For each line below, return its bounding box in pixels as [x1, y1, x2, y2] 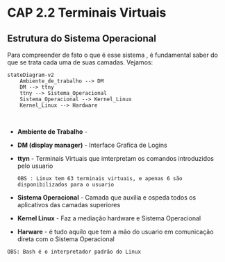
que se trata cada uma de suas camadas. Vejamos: [7, 58, 153, 67]
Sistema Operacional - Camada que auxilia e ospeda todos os [17, 193, 197, 202]
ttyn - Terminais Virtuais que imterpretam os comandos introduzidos [17, 155, 214, 162]
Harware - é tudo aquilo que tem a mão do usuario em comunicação [17, 227, 214, 236]
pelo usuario [17, 161, 53, 170]
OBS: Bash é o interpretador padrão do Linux [7, 248, 141, 255]
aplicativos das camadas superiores [17, 201, 121, 209]
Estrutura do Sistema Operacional [7, 33, 156, 44]
